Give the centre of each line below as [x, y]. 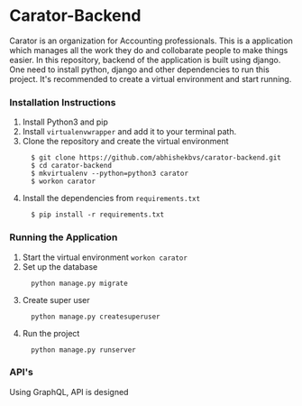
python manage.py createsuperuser [96, 317]
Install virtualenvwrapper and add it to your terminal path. [129, 132]
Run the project [51, 333]
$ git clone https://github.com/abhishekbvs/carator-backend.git [156, 158]
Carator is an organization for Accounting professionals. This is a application [151, 41]
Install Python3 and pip [65, 122]
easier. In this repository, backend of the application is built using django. [145, 60]
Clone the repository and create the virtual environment [125, 142]
